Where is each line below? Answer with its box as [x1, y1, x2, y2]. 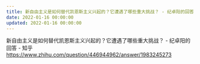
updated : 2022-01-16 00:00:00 [6, 20, 82, 26]
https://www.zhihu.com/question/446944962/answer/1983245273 [6, 51, 172, 59]
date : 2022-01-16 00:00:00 [6, 14, 74, 20]
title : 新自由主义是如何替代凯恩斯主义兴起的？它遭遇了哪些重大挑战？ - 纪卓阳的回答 [6, 8, 194, 15]
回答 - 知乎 [6, 44, 33, 51]
